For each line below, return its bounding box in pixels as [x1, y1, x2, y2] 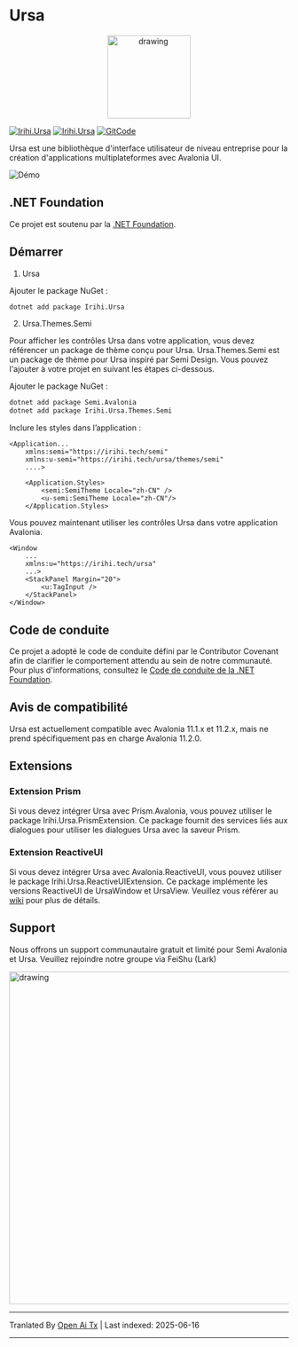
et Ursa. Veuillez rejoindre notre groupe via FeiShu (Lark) [9, 953, 217, 964]
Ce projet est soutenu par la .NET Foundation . [9, 218, 176, 229]
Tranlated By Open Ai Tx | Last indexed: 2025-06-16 [9, 1319, 200, 1330]
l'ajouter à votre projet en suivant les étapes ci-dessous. [9, 364, 215, 374]
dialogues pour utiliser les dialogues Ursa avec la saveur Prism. [9, 824, 241, 835]
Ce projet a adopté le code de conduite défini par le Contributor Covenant [9, 646, 279, 657]
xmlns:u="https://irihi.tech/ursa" [25, 560, 157, 569]
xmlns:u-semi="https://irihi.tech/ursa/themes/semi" [25, 455, 224, 464]
